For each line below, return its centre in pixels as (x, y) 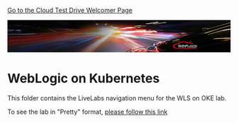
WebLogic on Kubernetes (84, 78)
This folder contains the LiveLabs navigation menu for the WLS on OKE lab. (117, 98)
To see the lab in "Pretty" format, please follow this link (87, 112)
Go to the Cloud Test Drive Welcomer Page (70, 10)
